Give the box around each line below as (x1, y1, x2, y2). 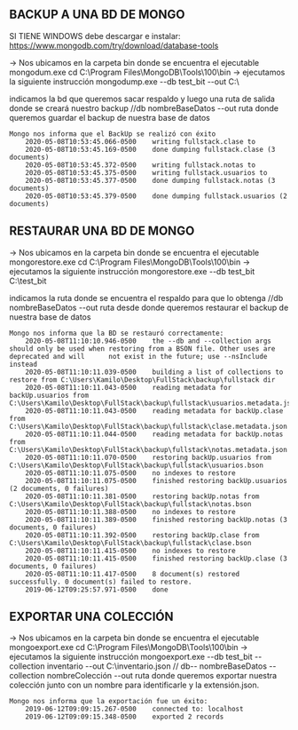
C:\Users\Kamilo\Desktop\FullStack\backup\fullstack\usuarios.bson (9, 461, 264, 470)
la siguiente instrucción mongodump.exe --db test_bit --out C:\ (9, 75, 239, 87)
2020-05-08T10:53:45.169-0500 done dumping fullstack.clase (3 (25, 145, 276, 154)
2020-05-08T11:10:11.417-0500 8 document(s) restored (25, 569, 240, 578)
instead (9, 360, 38, 369)
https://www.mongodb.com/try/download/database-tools (9, 40, 219, 51)
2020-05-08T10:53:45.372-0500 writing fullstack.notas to (25, 160, 255, 170)
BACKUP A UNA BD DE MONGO (9, 7, 185, 22)
